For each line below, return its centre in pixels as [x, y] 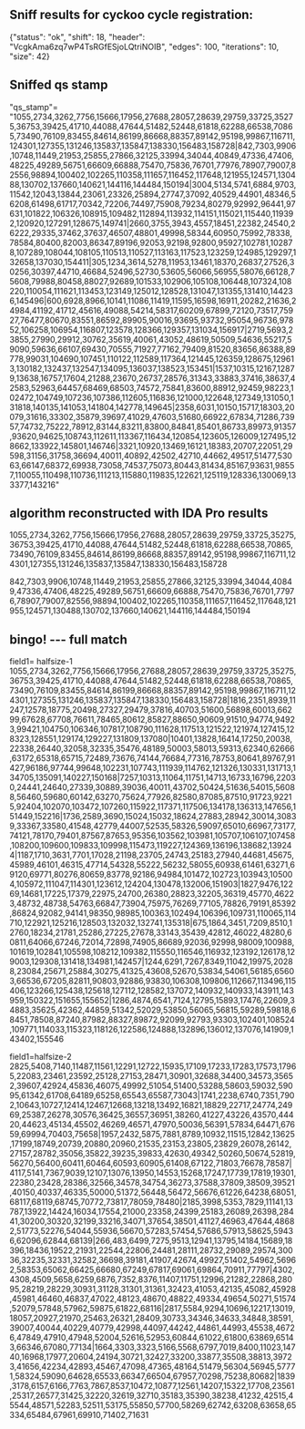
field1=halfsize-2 [41, 1057]
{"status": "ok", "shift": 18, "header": [77, 36]
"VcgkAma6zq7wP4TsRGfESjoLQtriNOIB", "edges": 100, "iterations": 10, [144, 46]
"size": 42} [30, 56]
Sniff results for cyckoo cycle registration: [131, 15]
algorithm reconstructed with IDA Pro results [139, 514]
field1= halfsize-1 [41, 662]
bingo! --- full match [68, 639]
